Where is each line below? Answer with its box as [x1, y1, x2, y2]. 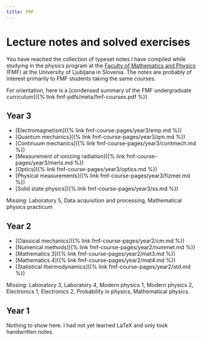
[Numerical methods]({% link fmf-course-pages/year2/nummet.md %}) [15, 244, 195, 251]
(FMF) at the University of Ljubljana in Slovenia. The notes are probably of [6, 68, 192, 76]
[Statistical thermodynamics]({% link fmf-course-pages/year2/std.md [15, 263, 191, 271]
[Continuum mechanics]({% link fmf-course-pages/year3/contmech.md [15, 140, 197, 147]
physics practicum [6, 204, 53, 211]
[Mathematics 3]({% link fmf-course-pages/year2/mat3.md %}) [15, 250, 176, 258]
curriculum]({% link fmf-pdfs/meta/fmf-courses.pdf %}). [6, 93, 150, 101]
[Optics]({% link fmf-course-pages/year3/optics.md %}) [15, 166, 157, 173]
